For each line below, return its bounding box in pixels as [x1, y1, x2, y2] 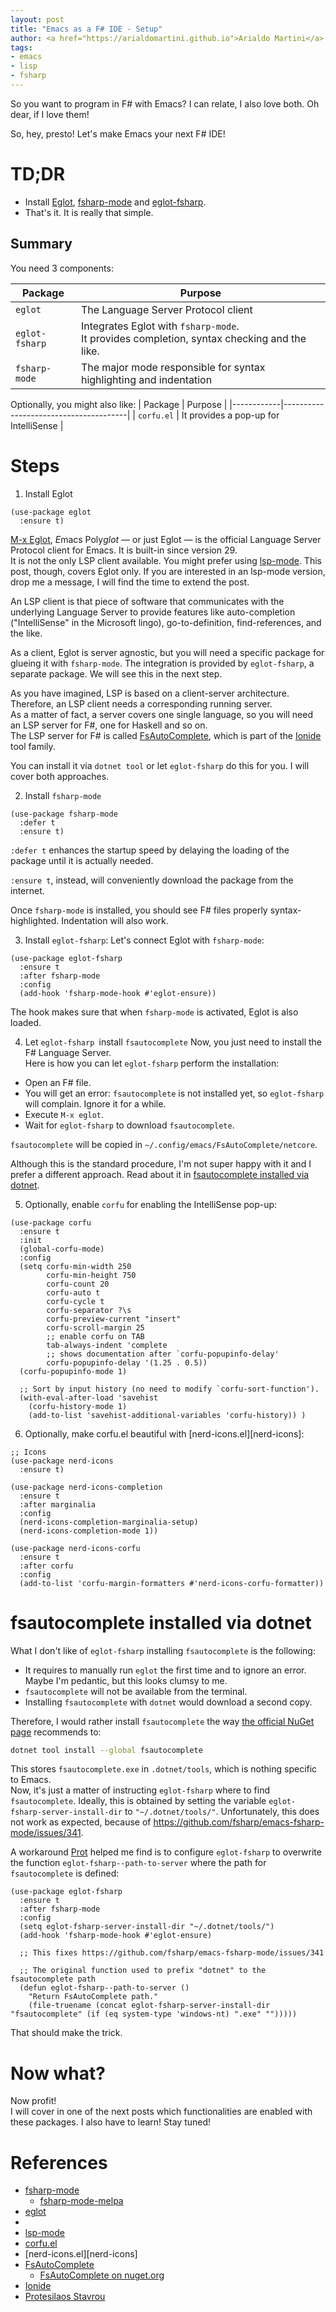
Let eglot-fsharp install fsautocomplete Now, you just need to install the [24, 1036, 322, 1048]
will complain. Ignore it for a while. [24, 1097, 167, 1110]
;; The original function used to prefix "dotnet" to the [19, 1966, 267, 1976]
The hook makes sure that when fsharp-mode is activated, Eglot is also [10, 1006, 299, 1018]
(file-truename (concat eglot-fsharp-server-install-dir [28, 2001, 271, 2011]
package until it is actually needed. [10, 854, 154, 866]
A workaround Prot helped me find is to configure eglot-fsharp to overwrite [10, 1846, 322, 1858]
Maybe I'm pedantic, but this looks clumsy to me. [24, 1674, 228, 1686]
